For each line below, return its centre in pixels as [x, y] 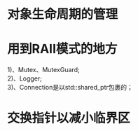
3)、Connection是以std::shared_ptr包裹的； [70, 88]
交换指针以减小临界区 [69, 118]
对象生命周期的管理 [63, 14]
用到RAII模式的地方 [62, 49]
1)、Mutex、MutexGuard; [43, 70]
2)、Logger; [25, 78]
